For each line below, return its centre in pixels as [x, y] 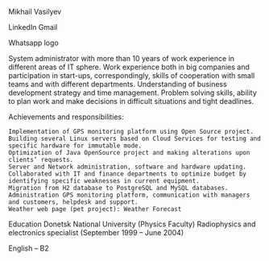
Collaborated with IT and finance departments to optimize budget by [128, 174]
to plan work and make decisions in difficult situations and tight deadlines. [131, 101]
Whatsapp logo [33, 43]
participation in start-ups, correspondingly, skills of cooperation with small [132, 75]
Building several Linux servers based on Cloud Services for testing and [135, 139]
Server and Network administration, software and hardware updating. [128, 167]
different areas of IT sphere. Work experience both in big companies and [129, 67]
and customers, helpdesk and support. [73, 202]
